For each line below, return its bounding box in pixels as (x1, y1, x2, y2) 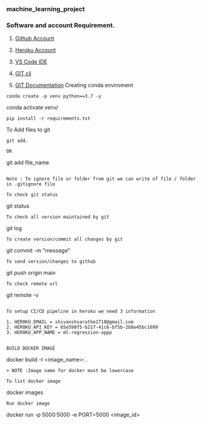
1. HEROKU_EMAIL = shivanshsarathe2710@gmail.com (6, 319, 134, 325)
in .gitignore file (6, 181, 56, 187)
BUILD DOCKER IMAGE (6, 345, 56, 352)
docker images (6, 389, 44, 396)
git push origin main (6, 269, 56, 277)
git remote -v (6, 292, 39, 299)
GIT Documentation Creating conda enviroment (15, 82, 133, 89)
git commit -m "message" (6, 247, 71, 254)
